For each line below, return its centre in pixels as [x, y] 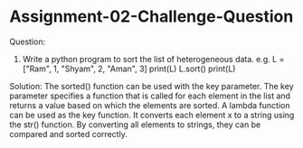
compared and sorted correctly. [69, 134]
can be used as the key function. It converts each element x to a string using [152, 115]
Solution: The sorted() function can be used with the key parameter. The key [151, 86]
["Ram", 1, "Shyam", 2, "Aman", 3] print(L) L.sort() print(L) [129, 69]
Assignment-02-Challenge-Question [151, 17]
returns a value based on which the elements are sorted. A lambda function [150, 105]
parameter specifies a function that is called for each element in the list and [150, 96]
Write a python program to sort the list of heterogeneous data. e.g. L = [153, 59]
